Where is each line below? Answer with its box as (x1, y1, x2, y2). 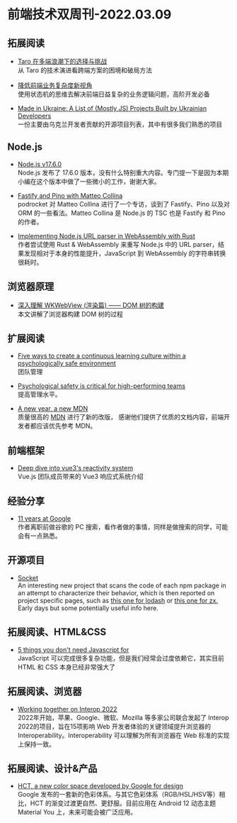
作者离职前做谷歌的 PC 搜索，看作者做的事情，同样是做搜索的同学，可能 (17, 523, 229, 531)
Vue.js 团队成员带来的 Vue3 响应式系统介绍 (17, 473, 144, 481)
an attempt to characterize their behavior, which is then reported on (17, 588, 215, 597)
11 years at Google (17, 514, 71, 523)
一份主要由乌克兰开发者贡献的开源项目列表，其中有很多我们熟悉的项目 (17, 120, 223, 128)
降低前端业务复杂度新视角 (17, 81, 93, 89)
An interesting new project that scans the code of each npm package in (17, 581, 226, 590)
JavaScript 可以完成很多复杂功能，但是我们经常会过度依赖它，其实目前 (17, 653, 224, 662)
